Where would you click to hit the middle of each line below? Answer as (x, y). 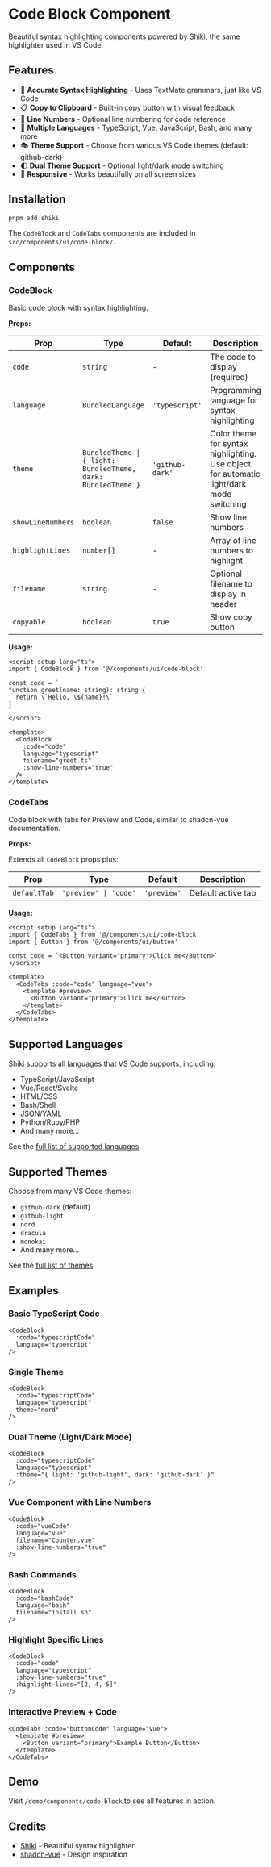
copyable (29, 622)
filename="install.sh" (54, 1612)
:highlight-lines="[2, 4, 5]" (66, 1685)
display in (227, 594)
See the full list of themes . (52, 1266)
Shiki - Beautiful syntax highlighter (77, 1846)
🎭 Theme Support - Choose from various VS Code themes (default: (134, 145)
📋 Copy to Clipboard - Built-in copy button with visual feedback (127, 107)
